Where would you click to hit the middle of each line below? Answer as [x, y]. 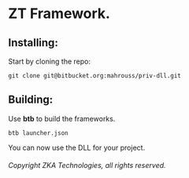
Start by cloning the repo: [50, 61]
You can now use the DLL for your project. [77, 147]
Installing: [33, 43]
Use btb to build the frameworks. [62, 118]
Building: [31, 100]
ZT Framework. [59, 14]
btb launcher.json [38, 133]
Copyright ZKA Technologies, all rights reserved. [87, 165]
